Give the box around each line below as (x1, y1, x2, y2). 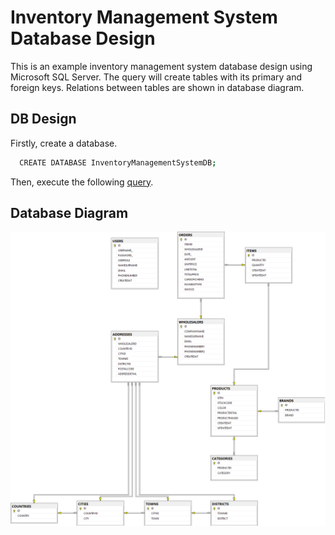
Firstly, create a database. (10, 137, 118, 149)
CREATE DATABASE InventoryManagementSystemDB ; (19, 157, 217, 168)
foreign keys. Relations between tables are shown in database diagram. (10, 81, 305, 93)
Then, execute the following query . (10, 176, 154, 188)
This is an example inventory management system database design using (10, 60, 313, 72)
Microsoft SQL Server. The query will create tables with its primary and (10, 71, 303, 83)
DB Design (10, 111, 77, 128)
